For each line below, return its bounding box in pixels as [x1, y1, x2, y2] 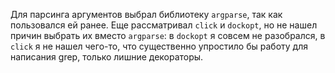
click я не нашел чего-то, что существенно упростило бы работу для [10, 40, 308, 52]
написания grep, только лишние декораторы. [10, 51, 204, 63]
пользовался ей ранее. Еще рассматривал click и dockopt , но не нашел [10, 19, 318, 31]
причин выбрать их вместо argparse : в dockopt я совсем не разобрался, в [10, 30, 326, 41]
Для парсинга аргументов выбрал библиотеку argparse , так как [10, 9, 283, 20]
